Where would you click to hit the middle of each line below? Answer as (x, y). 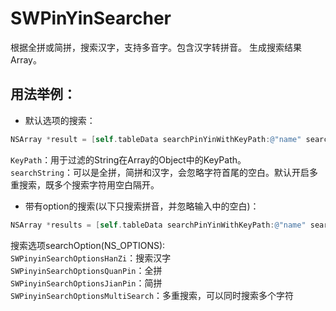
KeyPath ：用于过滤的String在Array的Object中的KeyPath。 (128, 159)
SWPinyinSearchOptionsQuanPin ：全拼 (86, 270)
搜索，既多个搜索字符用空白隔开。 (89, 184)
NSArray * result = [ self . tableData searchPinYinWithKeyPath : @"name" (156, 139)
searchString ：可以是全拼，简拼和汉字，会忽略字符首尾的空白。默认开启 (160, 172)
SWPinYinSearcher (91, 18)
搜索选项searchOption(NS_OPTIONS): (88, 245)
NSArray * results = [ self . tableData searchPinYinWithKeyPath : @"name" (158, 225)
